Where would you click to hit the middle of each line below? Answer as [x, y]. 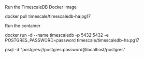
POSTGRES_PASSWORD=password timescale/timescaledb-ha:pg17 [72, 40]
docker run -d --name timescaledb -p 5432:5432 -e [57, 35]
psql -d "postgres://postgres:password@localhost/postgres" [65, 50]
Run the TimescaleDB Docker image [41, 7]
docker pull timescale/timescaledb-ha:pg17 [48, 16]
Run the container [23, 26]
